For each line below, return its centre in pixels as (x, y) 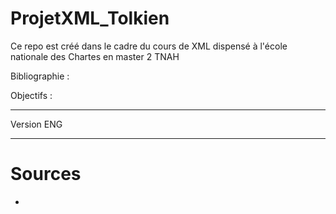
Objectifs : (31, 95)
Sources (46, 174)
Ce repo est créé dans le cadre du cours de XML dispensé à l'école (149, 46)
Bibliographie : (40, 76)
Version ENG (36, 124)
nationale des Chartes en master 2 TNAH (95, 56)
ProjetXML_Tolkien (90, 18)
